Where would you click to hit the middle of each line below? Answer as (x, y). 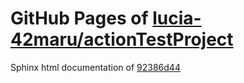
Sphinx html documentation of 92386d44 (95, 67)
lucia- (177, 18)
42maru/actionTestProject (122, 39)
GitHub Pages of (79, 18)
